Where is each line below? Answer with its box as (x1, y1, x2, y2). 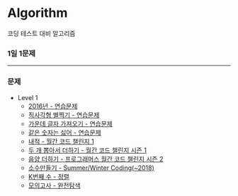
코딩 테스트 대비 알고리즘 (7, 29, 76, 37)
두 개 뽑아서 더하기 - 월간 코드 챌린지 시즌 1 (28, 146, 147, 154)
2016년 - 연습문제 (28, 102, 78, 110)
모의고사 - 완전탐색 (28, 181, 81, 190)
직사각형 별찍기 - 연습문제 (28, 111, 100, 119)
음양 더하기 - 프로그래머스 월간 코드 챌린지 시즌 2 (28, 154, 164, 163)
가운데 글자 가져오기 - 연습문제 (28, 119, 113, 128)
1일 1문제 (7, 48, 36, 58)
